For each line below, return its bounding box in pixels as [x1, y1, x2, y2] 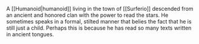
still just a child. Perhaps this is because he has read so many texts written [6, 24, 192, 31]
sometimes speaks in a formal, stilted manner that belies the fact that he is [6, 18, 192, 25]
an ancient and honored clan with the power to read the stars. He [6, 11, 169, 19]
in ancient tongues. [6, 31, 54, 38]
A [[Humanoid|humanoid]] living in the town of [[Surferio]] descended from [6, 5, 194, 12]
